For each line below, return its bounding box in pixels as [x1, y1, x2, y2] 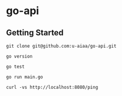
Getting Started [6, 28, 64, 38]
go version [6, 54, 33, 59]
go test [6, 64, 25, 69]
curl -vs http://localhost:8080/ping [6, 84, 99, 90]
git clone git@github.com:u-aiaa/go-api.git [6, 43, 117, 49]
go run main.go [6, 74, 43, 80]
